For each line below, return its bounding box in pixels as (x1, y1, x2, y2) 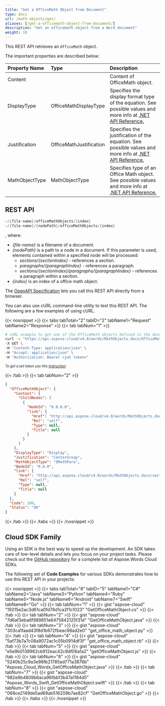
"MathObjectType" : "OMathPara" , (14, 459, 80, 464)
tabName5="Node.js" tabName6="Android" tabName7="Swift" (5, 596, 133, 602)
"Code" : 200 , (9, 501, 36, 506)
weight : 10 (5, 30, 27, 35)
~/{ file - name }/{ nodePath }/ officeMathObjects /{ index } (5, 223, 115, 228)
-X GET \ (5, 341, 23, 346)
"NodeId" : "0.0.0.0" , (27, 405, 71, 410)
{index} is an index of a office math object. (12, 278, 98, 284)
